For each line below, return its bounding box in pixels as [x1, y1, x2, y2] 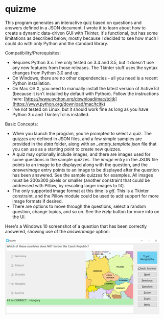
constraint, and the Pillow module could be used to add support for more [12, 193, 159, 199]
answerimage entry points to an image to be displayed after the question [12, 167, 159, 172]
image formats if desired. [12, 198, 63, 204]
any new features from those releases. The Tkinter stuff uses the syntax [12, 65, 158, 71]
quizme [5, 3, 36, 15]
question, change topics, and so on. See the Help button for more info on [12, 208, 160, 214]
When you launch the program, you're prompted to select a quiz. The [12, 130, 152, 136]
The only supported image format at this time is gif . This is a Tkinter [12, 188, 149, 194]
